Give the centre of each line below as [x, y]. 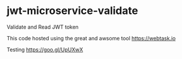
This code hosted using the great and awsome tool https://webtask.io [91, 38]
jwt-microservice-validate [72, 11]
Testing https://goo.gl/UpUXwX [45, 49]
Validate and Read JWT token [43, 27]
